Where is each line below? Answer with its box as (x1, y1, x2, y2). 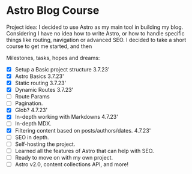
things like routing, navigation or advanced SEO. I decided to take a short (6, 36, 187, 43)
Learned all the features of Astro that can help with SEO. (14, 147, 154, 154)
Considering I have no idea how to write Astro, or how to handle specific (6, 29, 185, 37)
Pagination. (14, 100, 43, 107)
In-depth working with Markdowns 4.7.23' (14, 113, 119, 121)
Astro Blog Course (6, 4, 100, 17)
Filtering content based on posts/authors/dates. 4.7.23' (14, 127, 151, 134)
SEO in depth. (14, 133, 49, 141)
